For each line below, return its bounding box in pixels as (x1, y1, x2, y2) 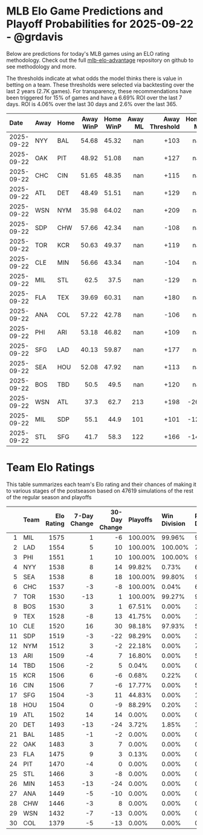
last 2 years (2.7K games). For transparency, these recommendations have (6, 87, 192, 95)
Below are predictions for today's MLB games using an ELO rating (6, 50, 170, 57)
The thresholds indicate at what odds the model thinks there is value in (6, 75, 182, 82)
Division (161, 519, 185, 528)
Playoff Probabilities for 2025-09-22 (6, 17, 194, 31)
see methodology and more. (6, 62, 77, 70)
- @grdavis (6, 30, 63, 44)
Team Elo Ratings (6, 461, 95, 474)
